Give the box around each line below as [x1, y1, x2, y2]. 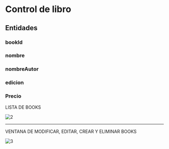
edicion [5, 79, 24, 86]
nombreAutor [5, 65, 39, 72]
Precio [5, 93, 22, 100]
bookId [5, 39, 23, 46]
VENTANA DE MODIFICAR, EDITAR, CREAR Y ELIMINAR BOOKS [5, 128, 137, 134]
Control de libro [5, 4, 71, 15]
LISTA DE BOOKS [5, 104, 41, 110]
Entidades [5, 24, 38, 32]
